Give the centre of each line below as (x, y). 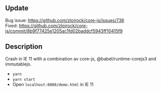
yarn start (24, 79)
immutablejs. (18, 64)
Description (24, 47)
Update (17, 8)
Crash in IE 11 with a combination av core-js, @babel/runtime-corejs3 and (81, 58)
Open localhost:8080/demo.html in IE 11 (53, 84)
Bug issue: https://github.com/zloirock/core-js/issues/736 (65, 20)
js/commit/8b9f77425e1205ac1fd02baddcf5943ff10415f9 (64, 31)
